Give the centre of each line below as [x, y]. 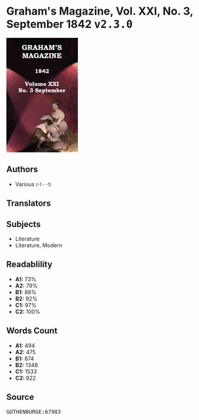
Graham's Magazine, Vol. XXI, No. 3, [100, 11]
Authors [22, 169]
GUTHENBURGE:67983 [34, 412]
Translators [29, 204]
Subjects [23, 224]
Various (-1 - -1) [33, 184]
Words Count [32, 331]
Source [20, 397]
